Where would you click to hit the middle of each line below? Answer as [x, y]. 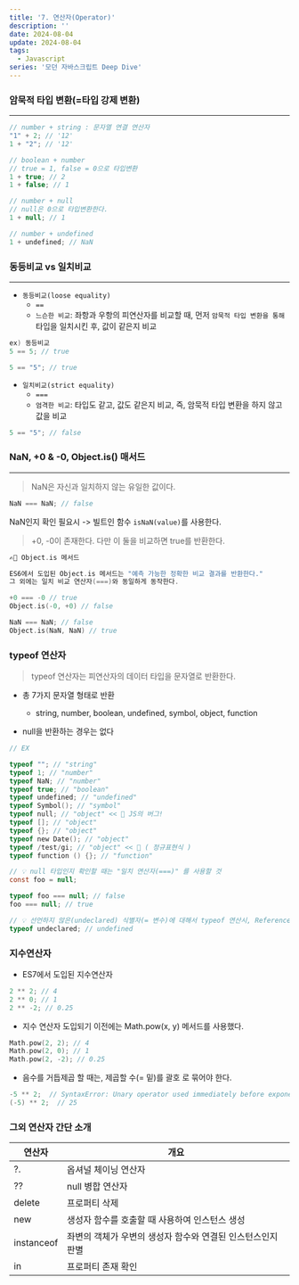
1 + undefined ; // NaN [51, 242]
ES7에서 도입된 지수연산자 [67, 974]
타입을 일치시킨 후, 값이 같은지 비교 [96, 325]
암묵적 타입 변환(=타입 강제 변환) [75, 100]
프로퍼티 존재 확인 [102, 1267]
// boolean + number [48, 160]
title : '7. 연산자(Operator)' [62, 17]
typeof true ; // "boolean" [59, 789]
